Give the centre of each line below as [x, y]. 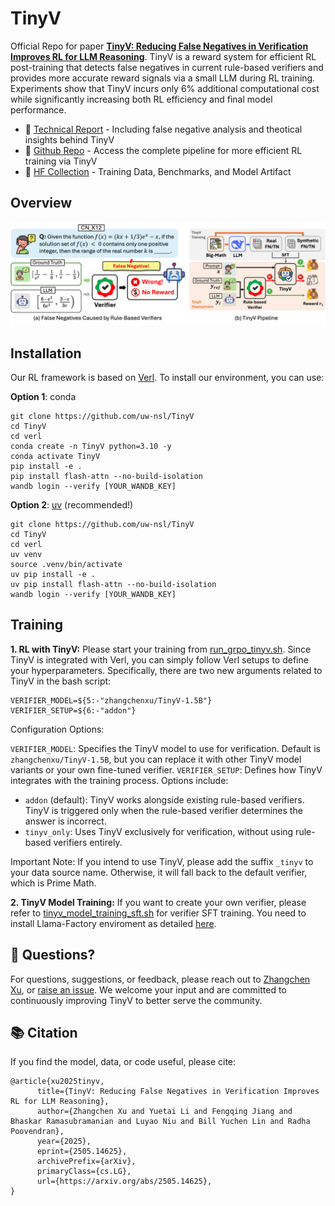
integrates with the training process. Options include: [119, 780]
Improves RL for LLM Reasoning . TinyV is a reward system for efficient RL [163, 56]
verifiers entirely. [88, 842]
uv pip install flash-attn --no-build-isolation [113, 584]
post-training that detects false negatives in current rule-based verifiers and [167, 67]
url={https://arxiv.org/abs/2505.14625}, [124, 1182]
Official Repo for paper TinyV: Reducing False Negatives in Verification [159, 46]
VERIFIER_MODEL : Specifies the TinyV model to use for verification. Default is [165, 748]
